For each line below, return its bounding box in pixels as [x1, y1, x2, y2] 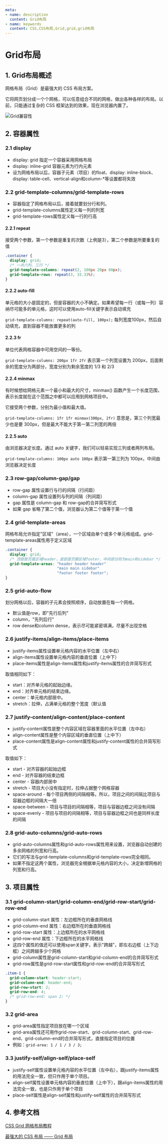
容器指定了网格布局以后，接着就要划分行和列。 [12, 201, 109, 207]
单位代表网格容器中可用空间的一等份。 [5, 346, 84, 352]
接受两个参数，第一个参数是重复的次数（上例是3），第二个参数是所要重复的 [5, 237, 159, 243]
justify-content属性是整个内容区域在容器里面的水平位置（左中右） [12, 726, 148, 732]
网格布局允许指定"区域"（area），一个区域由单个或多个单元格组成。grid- [5, 530, 154, 537]
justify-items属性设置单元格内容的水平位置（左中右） [12, 647, 122, 653]
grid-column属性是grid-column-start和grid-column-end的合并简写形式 [12, 954, 159, 960]
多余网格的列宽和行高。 [12, 848, 61, 854]
